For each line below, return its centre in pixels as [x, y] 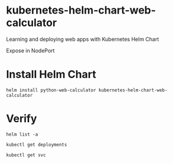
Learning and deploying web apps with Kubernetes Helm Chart [83, 39]
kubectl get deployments [37, 145]
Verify [22, 119]
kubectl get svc [26, 155]
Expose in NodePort [30, 50]
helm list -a [22, 134]
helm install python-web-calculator [51, 90]
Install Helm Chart [51, 75]
